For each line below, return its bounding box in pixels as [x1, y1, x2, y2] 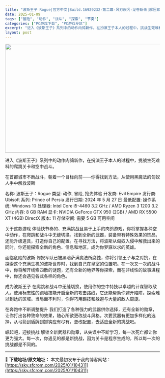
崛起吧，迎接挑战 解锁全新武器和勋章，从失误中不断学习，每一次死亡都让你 [5, 329, 157, 335]
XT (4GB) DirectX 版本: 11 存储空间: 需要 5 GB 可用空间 [5, 215, 115, 221]
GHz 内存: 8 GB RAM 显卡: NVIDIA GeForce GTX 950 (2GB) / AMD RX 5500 [5, 209, 157, 215]
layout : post [5, 30, 32, 35]
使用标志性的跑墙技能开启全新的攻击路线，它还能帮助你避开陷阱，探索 [13, 290, 156, 296]
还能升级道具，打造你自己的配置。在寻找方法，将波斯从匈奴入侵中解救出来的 [5, 238, 160, 244]
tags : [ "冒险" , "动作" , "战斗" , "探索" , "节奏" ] [5, 16, 99, 21]
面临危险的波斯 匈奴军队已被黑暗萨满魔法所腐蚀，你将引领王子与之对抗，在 [5, 255, 157, 260]
